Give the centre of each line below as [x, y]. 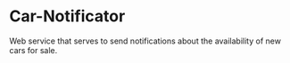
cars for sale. [33, 50]
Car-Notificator [67, 16]
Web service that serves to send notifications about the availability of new [145, 41]
